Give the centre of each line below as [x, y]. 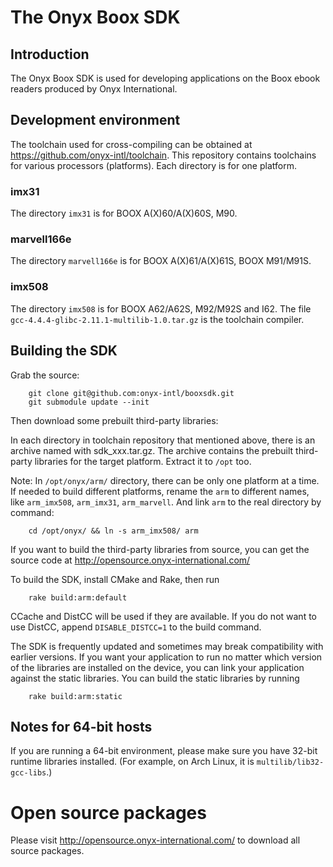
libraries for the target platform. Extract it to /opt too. [143, 461]
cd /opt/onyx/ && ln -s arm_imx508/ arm [113, 531]
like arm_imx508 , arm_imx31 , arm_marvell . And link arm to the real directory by [166, 502]
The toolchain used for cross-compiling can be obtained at [131, 144]
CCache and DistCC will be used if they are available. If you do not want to [163, 616]
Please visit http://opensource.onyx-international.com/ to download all [155, 840]
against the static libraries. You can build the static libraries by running [155, 678]
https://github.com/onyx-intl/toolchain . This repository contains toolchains [163, 155]
